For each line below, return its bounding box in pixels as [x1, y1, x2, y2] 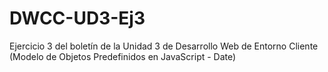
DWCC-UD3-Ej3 [9, 7, 146, 30]
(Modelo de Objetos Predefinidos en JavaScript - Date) [9, 50, 237, 62]
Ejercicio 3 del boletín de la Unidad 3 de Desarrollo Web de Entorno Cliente [9, 40, 319, 52]
